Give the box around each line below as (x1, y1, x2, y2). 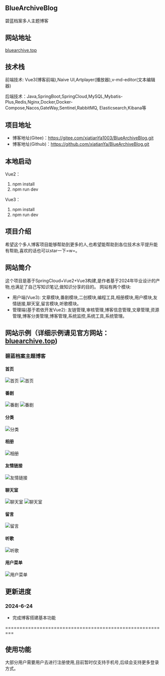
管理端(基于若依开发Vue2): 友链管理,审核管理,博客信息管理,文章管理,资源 (12, 307, 160, 313)
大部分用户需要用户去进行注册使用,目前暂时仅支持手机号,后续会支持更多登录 (5, 659, 160, 666)
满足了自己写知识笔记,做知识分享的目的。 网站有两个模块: (15, 283, 132, 289)
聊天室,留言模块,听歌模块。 (26, 300, 82, 306)
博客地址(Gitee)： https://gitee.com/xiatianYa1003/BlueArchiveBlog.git (12, 135, 154, 141)
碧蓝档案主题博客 (5, 353, 46, 359)
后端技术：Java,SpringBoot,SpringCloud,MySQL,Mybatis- (5, 94, 123, 100)
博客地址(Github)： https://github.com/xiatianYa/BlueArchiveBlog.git (12, 141, 150, 147)
